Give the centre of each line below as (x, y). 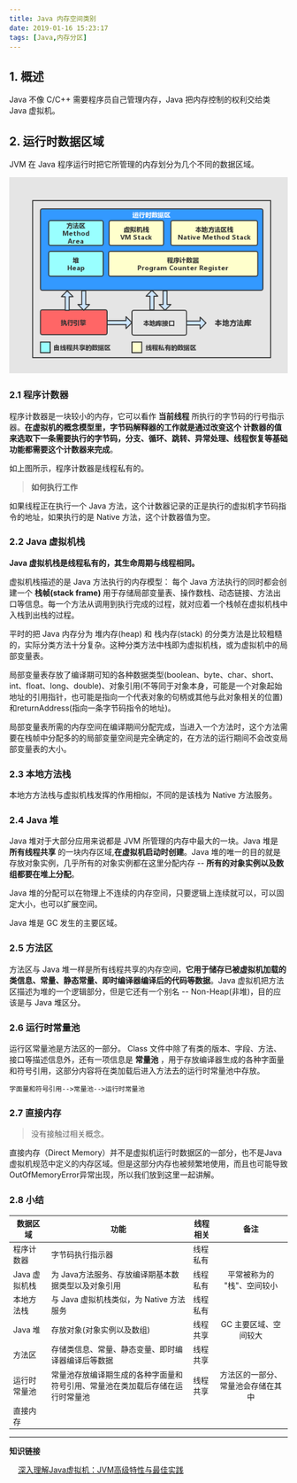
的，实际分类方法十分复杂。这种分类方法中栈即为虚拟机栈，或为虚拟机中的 (145, 644)
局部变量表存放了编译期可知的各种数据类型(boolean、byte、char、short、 (144, 674)
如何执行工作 (54, 486)
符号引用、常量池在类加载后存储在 (114, 1386)
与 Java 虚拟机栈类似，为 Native (110, 1299)
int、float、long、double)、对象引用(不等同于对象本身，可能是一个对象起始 (146, 686)
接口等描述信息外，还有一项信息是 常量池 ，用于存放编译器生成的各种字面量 (147, 1060)
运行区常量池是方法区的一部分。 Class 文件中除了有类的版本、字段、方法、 (145, 1048)
